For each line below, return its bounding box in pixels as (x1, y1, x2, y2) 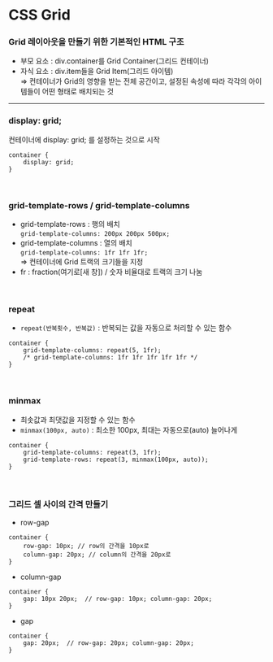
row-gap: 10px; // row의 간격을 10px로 (23, 542, 149, 550)
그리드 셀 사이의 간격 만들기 (8, 499, 109, 510)
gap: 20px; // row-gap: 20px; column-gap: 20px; (23, 638, 195, 647)
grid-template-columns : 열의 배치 (19, 238, 132, 248)
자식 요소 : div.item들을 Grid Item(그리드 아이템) (19, 67, 174, 76)
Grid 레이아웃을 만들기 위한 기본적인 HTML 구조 (8, 37, 184, 48)
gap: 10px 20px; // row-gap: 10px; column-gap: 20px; (23, 594, 213, 603)
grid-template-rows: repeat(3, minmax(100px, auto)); (23, 455, 209, 464)
